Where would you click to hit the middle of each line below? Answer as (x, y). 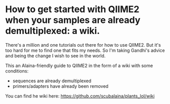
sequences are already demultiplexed (52, 81)
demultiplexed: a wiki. (53, 31)
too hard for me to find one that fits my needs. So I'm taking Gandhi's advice (85, 50)
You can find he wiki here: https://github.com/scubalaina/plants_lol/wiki (80, 96)
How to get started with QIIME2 (72, 9)
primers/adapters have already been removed (60, 86)
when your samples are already (73, 20)
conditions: (17, 71)
